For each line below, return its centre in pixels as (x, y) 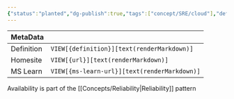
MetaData (27, 37)
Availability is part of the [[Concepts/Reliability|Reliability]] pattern (102, 88)
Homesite (26, 60)
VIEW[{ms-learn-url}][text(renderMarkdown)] (125, 71)
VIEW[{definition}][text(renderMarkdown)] (122, 48)
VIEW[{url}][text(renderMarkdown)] (109, 60)
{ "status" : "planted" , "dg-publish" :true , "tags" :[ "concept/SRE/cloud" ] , (112, 13)
